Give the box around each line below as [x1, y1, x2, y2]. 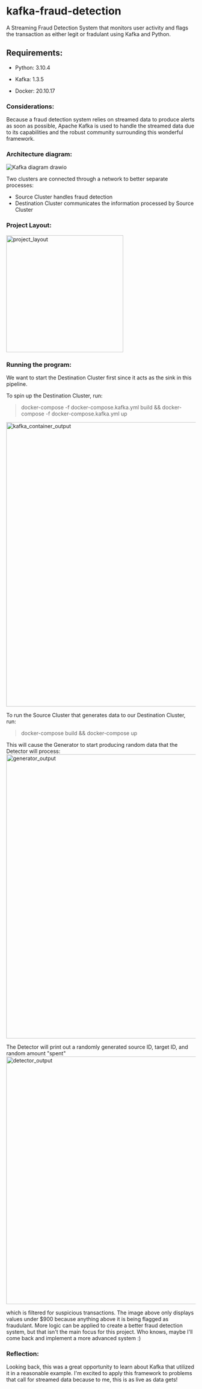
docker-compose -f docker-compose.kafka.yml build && [20, 403, 161, 411]
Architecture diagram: [6, 150, 72, 158]
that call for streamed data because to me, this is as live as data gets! [6, 1376, 178, 1384]
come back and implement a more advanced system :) [6, 1334, 141, 1341]
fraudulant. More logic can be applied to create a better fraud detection [6, 1322, 183, 1329]
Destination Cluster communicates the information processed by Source [14, 200, 194, 207]
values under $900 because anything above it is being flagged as [6, 1315, 169, 1322]
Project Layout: [6, 221, 52, 230]
